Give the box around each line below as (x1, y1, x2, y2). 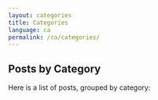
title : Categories (8, 19, 68, 27)
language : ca (8, 26, 51, 34)
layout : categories (8, 11, 72, 20)
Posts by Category (8, 62, 101, 75)
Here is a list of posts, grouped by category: (8, 83, 151, 92)
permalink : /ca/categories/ (8, 33, 101, 41)
